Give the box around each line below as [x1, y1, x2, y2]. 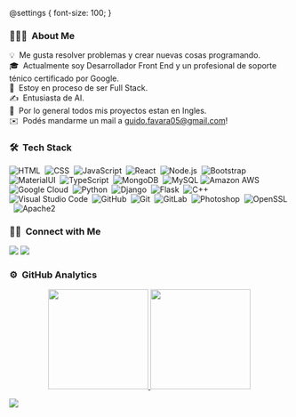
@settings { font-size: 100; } [9, 8, 112, 18]
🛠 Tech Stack [9, 141, 73, 154]
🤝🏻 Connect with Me [9, 225, 101, 237]
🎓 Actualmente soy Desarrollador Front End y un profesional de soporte [9, 60, 277, 71]
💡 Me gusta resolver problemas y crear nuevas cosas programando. [9, 50, 260, 60]
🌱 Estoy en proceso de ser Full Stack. [9, 83, 148, 93]
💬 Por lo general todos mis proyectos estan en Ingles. [9, 106, 207, 116]
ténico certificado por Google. [9, 73, 120, 84]
